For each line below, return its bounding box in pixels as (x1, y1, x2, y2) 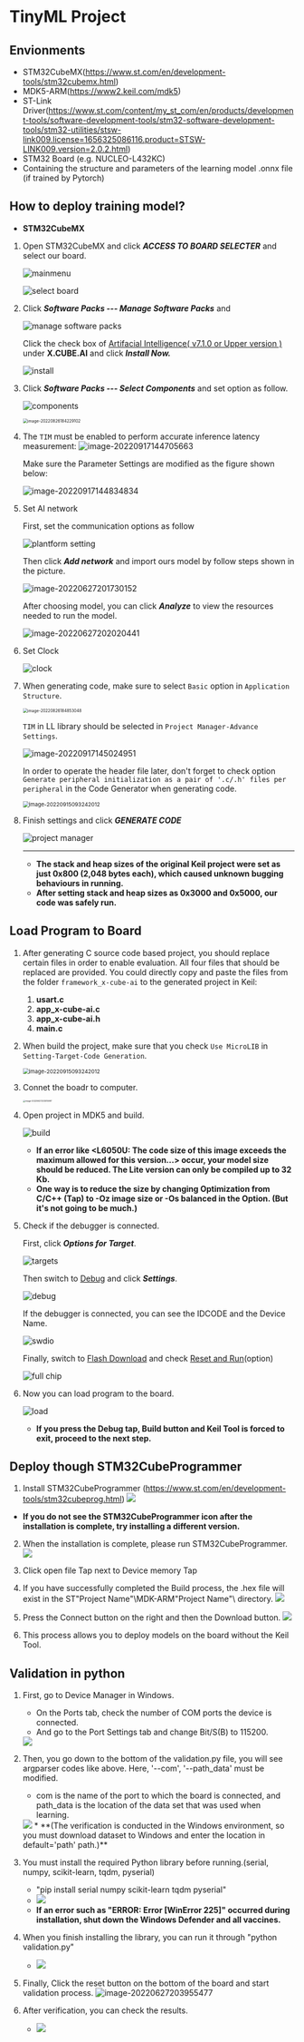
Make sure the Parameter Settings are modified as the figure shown (22, 458, 275, 469)
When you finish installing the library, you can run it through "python (22, 1932, 278, 1943)
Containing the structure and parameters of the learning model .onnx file (22, 163, 293, 173)
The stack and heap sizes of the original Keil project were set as (35, 858, 281, 869)
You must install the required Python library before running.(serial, (22, 1857, 270, 1868)
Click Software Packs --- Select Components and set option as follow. (22, 383, 289, 394)
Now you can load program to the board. (22, 1388, 175, 1399)
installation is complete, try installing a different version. (22, 1521, 241, 1532)
